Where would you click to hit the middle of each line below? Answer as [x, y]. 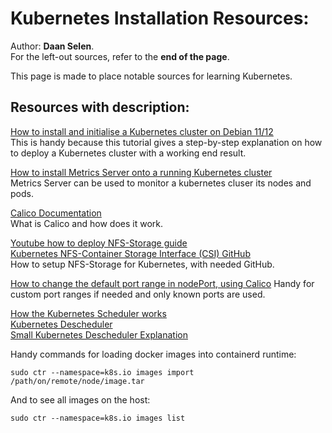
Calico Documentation [56, 213]
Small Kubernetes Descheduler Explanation [99, 334]
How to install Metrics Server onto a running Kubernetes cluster [141, 172]
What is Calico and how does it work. [86, 223]
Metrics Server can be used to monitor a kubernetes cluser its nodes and [161, 183]
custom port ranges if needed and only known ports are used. [138, 294]
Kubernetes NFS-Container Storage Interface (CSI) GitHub [130, 253]
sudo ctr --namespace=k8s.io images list [98, 418]
